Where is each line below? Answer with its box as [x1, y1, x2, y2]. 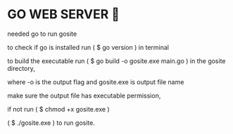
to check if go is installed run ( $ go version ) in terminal [7, 43, 169, 51]
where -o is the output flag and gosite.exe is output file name [7, 77, 184, 86]
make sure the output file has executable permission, [7, 91, 161, 100]
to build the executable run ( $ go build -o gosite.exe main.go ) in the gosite [7, 56, 226, 65]
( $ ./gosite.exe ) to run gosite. [7, 119, 95, 127]
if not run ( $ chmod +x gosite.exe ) [7, 105, 111, 113]
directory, [7, 64, 35, 72]
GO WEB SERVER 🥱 [7, 6, 120, 22]
